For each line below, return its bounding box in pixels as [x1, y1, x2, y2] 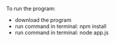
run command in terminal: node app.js [14, 29, 109, 36]
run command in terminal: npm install [14, 23, 107, 30]
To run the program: [6, 5, 56, 12]
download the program [14, 17, 72, 23]
